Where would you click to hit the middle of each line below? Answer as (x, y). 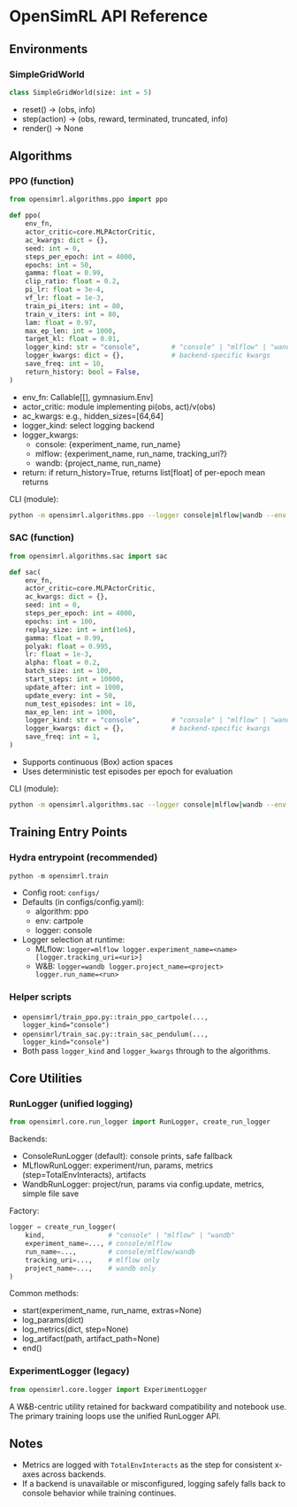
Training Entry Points (69, 833)
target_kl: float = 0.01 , (73, 339)
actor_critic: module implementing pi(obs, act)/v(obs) (119, 406)
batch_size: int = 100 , (69, 671)
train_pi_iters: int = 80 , (75, 306)
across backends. (73, 1474)
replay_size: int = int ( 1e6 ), (81, 630)
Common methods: (44, 1294)
